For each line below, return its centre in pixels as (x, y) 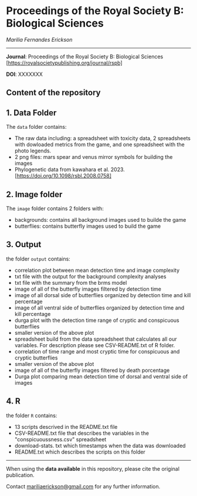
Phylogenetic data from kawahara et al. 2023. (69, 169)
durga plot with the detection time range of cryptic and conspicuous (97, 320)
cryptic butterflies (36, 358)
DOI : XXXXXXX (24, 74)
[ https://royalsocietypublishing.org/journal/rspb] (64, 62)
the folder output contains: (38, 259)
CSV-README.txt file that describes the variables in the (82, 433)
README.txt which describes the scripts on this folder (80, 452)
